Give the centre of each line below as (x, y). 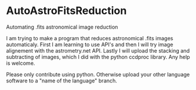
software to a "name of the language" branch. (62, 81)
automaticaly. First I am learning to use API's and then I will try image (90, 44)
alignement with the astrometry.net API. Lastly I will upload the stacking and (98, 50)
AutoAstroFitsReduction (67, 11)
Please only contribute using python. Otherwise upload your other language (98, 74)
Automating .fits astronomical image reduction (62, 27)
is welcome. (21, 63)
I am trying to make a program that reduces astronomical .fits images (90, 38)
